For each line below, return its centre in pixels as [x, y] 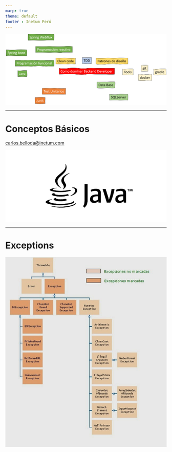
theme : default [21, 16]
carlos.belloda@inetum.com [35, 143]
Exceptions [30, 245]
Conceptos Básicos [47, 129]
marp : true [17, 11]
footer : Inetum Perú [28, 21]
